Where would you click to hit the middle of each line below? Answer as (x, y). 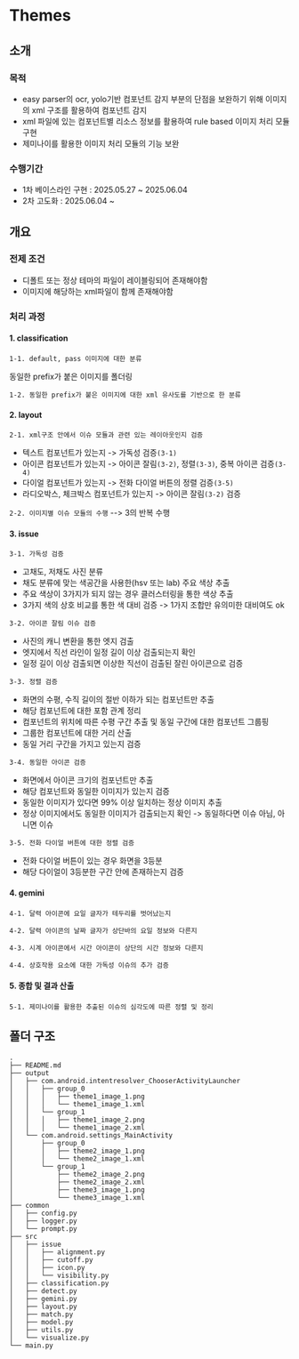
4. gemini (27, 893)
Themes (40, 16)
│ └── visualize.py (49, 1338)
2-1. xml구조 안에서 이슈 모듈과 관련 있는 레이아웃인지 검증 (106, 435)
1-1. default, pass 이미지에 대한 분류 (76, 358)
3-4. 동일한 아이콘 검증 (48, 763)
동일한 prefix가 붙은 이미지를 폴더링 (71, 376)
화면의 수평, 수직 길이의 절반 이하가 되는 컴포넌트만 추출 (118, 700)
